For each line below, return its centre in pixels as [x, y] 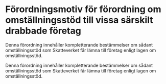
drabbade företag [43, 31]
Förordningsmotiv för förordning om [84, 9]
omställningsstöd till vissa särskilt [79, 20]
